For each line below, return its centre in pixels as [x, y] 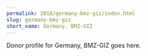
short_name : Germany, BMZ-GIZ [50, 26]
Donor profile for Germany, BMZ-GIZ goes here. [74, 46]
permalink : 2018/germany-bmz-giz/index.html [71, 13]
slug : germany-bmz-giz [39, 20]
